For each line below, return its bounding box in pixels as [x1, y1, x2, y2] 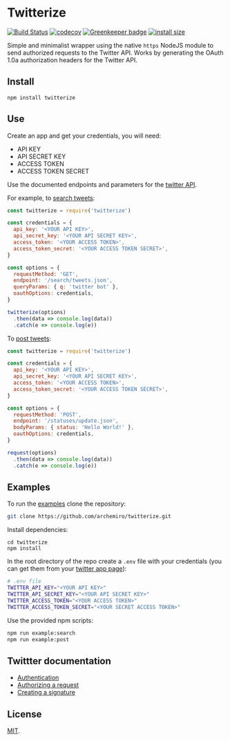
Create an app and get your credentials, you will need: [7, 131, 162, 140]
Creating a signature [17, 688, 76, 697]
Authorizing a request [17, 681, 79, 689]
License [7, 708, 42, 720]
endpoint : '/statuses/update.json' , [13, 417, 119, 425]
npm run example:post [7, 636, 70, 643]
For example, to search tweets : [7, 194, 95, 202]
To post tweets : [7, 334, 52, 342]
